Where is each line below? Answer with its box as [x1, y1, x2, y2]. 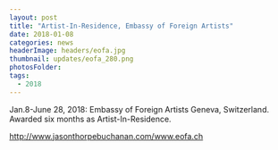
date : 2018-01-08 [9, 29, 74, 38]
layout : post [9, 12, 58, 22]
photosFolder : [9, 63, 63, 72]
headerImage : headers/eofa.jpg [9, 46, 126, 55]
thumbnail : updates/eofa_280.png [9, 54, 134, 63]
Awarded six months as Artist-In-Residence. [9, 113, 172, 124]
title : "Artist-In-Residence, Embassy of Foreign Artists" [9, 21, 234, 30]
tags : [9, 71, 29, 80]
